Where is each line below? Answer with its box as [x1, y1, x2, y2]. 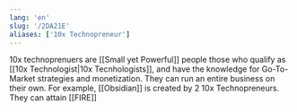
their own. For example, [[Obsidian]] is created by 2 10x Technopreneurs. [9, 82, 280, 94]
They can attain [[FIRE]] [9, 92, 97, 103]
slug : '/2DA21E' [9, 22, 70, 30]
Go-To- [261, 64, 289, 74]
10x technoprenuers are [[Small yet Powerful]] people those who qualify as [9, 55, 286, 65]
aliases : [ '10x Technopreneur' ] [9, 30, 130, 39]
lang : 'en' [9, 13, 50, 22]
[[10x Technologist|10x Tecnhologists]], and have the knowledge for [9, 64, 260, 74]
